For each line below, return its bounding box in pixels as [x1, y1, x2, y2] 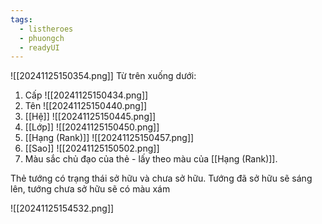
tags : [10, 14, 33, 25]
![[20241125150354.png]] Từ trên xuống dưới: [10, 70, 197, 82]
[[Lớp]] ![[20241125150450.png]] [24, 121, 160, 133]
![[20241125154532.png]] [10, 202, 115, 215]
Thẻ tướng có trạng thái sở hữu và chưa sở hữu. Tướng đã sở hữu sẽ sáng [10, 172, 313, 185]
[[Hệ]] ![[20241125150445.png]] [24, 111, 157, 123]
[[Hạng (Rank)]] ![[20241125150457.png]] [24, 132, 195, 144]
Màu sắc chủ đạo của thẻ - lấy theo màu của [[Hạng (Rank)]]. [24, 153, 278, 165]
